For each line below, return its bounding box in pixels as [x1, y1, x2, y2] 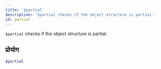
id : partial [5, 17, 31, 22]
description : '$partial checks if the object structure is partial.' [5, 12, 157, 17]
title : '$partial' [5, 7, 44, 13]
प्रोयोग [5, 45, 19, 54]
